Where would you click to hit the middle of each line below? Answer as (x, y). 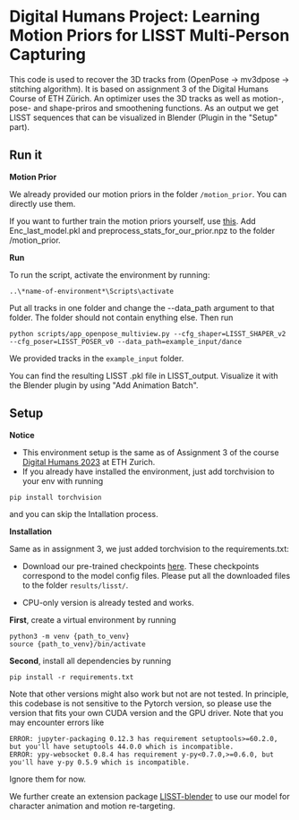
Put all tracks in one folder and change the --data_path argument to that (142, 307)
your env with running (63, 480)
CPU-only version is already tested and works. (108, 602)
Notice (22, 435)
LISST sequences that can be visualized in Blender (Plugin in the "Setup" (144, 117)
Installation (30, 531)
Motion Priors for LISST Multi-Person (149, 35)
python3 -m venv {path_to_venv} (69, 636)
